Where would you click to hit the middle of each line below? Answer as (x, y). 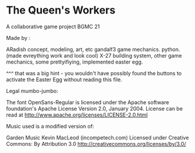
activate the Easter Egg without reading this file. (64, 79)
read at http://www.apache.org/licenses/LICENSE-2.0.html (77, 115)
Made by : (18, 38)
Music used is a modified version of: (50, 126)
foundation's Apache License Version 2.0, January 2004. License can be (95, 108)
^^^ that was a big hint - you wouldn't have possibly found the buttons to (94, 73)
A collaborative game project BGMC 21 (53, 26)
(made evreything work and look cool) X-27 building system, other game (94, 55)
